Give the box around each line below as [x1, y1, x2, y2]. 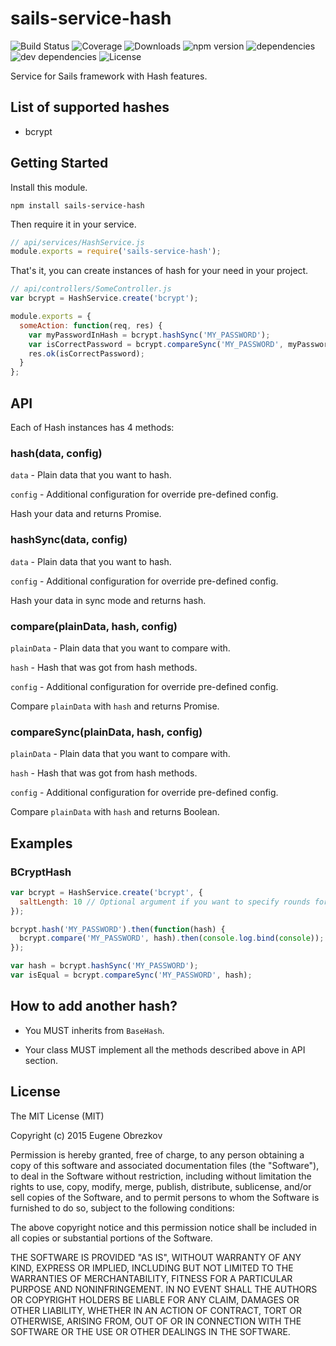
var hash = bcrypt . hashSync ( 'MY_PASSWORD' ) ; [10, 961, 199, 971]
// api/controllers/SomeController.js [10, 284, 172, 294]
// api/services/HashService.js [10, 237, 145, 247]
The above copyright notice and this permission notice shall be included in [10, 1221, 317, 1233]
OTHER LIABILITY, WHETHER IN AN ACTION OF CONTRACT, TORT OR [10, 1304, 302, 1316]
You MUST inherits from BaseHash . [24, 1024, 165, 1036]
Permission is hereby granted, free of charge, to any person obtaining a [10, 1148, 305, 1161]
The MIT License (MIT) [10, 1110, 105, 1122]
